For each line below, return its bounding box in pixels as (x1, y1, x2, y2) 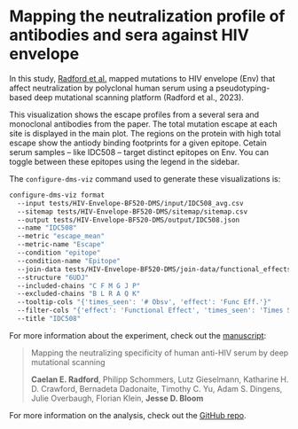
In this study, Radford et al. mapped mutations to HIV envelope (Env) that (9, 73, 276, 83)
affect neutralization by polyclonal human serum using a (9, 82, 215, 93)
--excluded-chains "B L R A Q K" (17, 290, 141, 299)
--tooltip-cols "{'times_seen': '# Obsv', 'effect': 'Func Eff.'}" (17, 298, 272, 307)
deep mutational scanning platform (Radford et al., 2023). (34, 91, 244, 103)
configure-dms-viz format (9, 191, 105, 199)
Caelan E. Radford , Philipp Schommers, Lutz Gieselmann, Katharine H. (30, 374, 289, 385)
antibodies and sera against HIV (9, 25, 250, 45)
